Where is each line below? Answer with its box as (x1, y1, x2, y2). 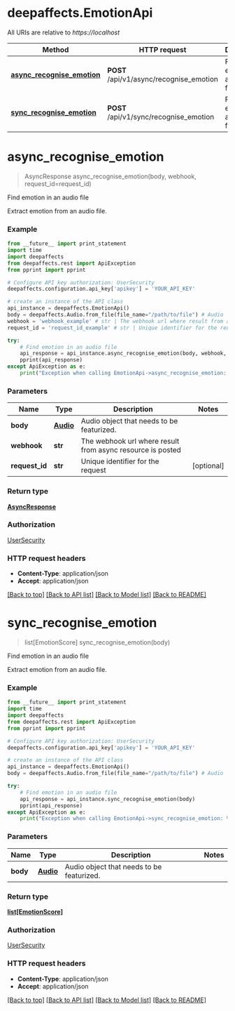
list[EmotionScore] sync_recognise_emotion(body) (24, 638, 171, 647)
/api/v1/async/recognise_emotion (107, 74, 218, 84)
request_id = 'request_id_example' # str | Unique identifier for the (7, 324, 218, 331)
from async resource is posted (80, 445, 182, 455)
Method (42, 44, 69, 54)
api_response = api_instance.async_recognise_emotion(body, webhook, (20, 350, 227, 357)
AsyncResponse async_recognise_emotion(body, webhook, (24, 172, 197, 180)
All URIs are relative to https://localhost (7, 28, 120, 37)
